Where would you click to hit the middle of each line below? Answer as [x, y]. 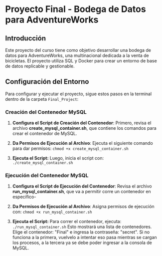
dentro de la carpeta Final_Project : [42, 99]
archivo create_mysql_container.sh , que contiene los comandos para [84, 128]
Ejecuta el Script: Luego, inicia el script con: [58, 158]
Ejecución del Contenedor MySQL [47, 176]
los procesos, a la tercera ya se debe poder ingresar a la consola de [82, 243]
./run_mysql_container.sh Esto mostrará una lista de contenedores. [82, 227]
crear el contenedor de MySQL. [45, 134]
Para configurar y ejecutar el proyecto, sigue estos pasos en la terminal [79, 94]
